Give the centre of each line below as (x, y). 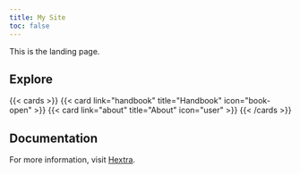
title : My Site (38, 17)
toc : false (30, 26)
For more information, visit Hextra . (73, 160)
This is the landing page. (55, 51)
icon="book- (247, 101)
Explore (31, 79)
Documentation (54, 138)
